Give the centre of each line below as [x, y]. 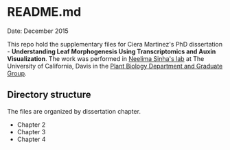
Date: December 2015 [38, 31]
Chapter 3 [31, 132]
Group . [17, 73]
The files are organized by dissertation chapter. [74, 111]
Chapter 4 [31, 139]
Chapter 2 [31, 125]
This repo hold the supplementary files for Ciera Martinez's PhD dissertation [115, 44]
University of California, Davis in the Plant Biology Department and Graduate [115, 66]
